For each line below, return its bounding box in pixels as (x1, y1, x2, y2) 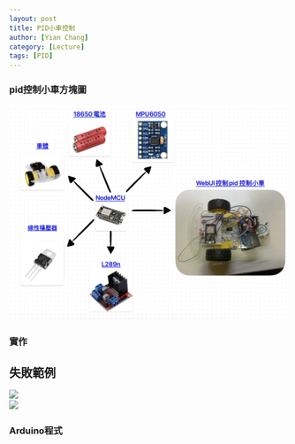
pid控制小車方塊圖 (9, 84, 87, 96)
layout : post (9, 14, 57, 23)
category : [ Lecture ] (9, 42, 86, 51)
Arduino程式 (9, 425, 64, 437)
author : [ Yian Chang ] (9, 33, 89, 42)
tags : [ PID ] (9, 51, 53, 61)
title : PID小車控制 (9, 23, 76, 33)
